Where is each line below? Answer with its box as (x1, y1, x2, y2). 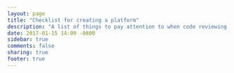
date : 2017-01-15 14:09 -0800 (7, 29, 96, 37)
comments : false (7, 42, 55, 49)
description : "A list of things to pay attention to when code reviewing (7, 23, 228, 30)
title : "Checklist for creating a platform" (7, 17, 139, 24)
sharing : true (7, 49, 49, 56)
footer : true (7, 56, 46, 63)
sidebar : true (7, 36, 49, 43)
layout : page (7, 10, 46, 17)
